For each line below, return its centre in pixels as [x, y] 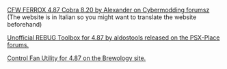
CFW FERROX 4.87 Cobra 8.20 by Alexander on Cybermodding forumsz [108, 10]
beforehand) [25, 24]
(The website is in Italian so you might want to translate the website [102, 17]
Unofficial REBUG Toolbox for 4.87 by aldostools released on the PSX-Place [113, 38]
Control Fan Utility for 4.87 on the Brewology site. [77, 58]
